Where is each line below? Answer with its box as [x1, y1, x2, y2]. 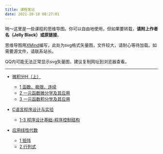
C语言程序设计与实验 [12, 106, 54, 112]
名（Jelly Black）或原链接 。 [5, 32, 62, 38]
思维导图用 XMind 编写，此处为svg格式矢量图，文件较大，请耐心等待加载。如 [5, 42, 157, 48]
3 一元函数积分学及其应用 [19, 96, 70, 102]
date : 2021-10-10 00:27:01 [5, 12, 60, 17]
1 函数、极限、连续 [19, 84, 57, 90]
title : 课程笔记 [5, 7, 35, 12]
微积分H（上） [12, 74, 41, 79]
